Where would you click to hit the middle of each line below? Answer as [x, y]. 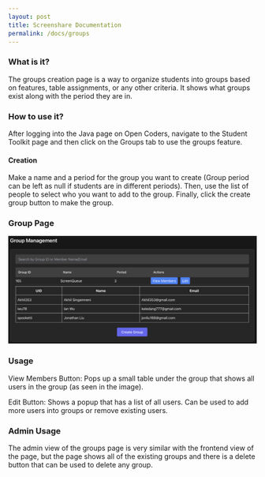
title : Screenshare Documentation [65, 25]
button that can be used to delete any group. [81, 465]
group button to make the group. [61, 203]
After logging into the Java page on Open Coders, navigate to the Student [128, 133]
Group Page [31, 223]
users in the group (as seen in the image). [76, 386]
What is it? [29, 62]
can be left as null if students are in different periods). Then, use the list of [129, 186]
